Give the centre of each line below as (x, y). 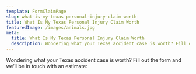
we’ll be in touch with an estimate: (47, 66)
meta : (13, 33)
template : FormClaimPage (36, 11)
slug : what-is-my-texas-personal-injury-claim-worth (71, 17)
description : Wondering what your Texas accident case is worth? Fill (99, 44)
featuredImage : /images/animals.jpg (50, 27)
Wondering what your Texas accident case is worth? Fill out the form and (94, 60)
